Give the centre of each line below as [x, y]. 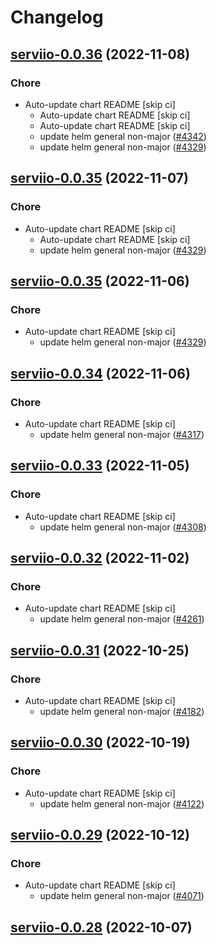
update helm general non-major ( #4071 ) [122, 896]
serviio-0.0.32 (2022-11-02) [100, 558]
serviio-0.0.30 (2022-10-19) [100, 742]
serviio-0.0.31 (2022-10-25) [100, 650]
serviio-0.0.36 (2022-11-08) [100, 54]
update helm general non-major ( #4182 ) [122, 711]
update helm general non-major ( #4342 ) [123, 136]
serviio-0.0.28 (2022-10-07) [101, 927]
